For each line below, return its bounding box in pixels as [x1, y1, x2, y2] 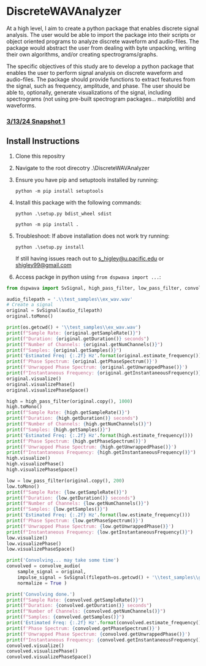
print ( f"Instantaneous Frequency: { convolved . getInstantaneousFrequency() [6, 637, 202, 643]
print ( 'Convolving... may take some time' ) [6, 557, 120, 563]
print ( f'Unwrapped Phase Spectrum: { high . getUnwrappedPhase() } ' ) [6, 444, 177, 450]
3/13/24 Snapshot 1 [6, 117, 66, 125]
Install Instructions [6, 136, 80, 147]
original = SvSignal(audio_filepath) [6, 308, 103, 314]
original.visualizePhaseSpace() [6, 387, 89, 393]
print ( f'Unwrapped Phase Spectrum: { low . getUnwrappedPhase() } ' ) [6, 523, 174, 529]
